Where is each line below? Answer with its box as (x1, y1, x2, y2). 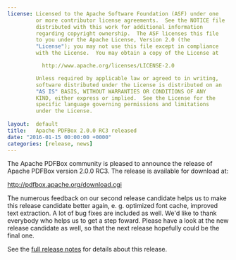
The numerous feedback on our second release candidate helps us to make (7, 194, 227, 202)
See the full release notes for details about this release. (7, 245, 168, 254)
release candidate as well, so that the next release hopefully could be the (7, 224, 220, 233)
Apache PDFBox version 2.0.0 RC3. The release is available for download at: (7, 167, 229, 176)
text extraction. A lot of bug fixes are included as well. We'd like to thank (7, 209, 217, 218)
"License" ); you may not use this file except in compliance (35, 43, 219, 50)
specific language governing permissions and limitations (35, 101, 210, 108)
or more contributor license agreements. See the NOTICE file (35, 17, 225, 24)
